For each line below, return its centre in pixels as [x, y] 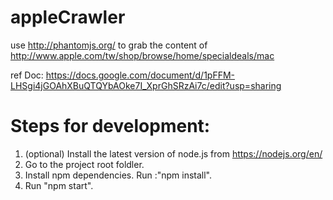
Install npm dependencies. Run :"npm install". [118, 175]
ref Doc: [27, 75]
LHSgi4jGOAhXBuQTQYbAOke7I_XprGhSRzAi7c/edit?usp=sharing [146, 85]
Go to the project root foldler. [84, 164]
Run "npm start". [59, 185]
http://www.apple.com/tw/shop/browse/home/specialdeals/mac [142, 55]
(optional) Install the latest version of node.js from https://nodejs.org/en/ [173, 153]
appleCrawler [68, 17]
